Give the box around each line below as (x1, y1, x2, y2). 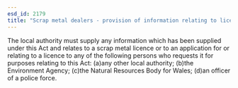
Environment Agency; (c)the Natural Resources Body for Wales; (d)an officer (7, 66, 231, 75)
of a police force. (7, 73, 57, 82)
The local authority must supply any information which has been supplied (7, 36, 222, 44)
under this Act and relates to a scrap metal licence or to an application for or (7, 44, 230, 52)
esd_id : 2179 (7, 10, 46, 18)
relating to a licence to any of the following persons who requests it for (7, 51, 214, 60)
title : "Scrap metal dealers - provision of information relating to (7, 17, 217, 24)
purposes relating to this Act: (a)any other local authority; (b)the (7, 58, 194, 67)
